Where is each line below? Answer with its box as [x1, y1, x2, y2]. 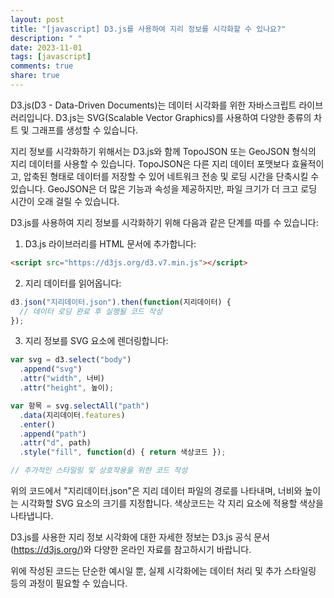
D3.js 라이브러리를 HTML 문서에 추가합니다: [24, 237, 197, 250]
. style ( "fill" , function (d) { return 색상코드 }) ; [19, 447, 227, 458]
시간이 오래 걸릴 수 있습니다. [10, 195, 120, 207]
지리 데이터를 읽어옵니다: [24, 277, 122, 289]
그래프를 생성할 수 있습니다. [31, 124, 139, 136]
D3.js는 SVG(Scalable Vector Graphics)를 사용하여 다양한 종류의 [55, 111, 312, 123]
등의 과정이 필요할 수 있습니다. [10, 577, 128, 589]
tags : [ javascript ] [10, 52, 92, 62]
